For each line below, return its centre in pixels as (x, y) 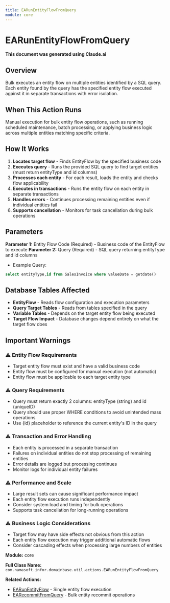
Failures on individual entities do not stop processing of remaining (82, 453)
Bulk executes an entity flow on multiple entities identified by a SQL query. (83, 83)
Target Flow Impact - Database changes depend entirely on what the (86, 319)
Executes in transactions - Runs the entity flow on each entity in (81, 188)
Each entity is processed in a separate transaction (65, 447)
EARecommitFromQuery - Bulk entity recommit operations (74, 595)
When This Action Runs (43, 110)
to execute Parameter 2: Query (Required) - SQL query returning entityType (85, 249)
